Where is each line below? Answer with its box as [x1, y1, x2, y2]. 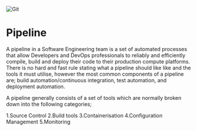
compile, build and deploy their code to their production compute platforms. [6, 58, 191, 65]
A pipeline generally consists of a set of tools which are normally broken [6, 94, 182, 101]
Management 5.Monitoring [6, 118, 71, 125]
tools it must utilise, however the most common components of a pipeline [6, 70, 184, 78]
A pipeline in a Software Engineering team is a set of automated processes [6, 45, 188, 52]
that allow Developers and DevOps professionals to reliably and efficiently [6, 52, 186, 59]
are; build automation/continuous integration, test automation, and [6, 76, 167, 83]
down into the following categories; [6, 100, 92, 108]
